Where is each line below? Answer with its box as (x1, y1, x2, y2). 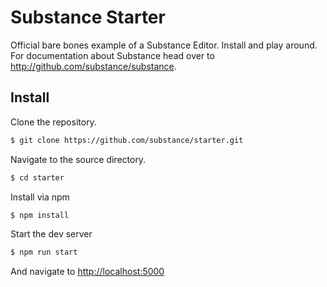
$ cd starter (10, 172, 65, 183)
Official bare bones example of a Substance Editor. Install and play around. (10, 39, 318, 51)
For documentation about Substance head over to (10, 49, 215, 61)
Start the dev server (10, 228, 93, 240)
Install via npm (10, 191, 70, 203)
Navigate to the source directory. (10, 153, 147, 165)
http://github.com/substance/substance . (10, 60, 177, 72)
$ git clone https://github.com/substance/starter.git (10, 135, 244, 145)
